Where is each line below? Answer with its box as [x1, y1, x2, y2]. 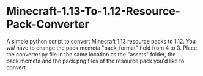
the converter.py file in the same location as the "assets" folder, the [6, 50, 176, 58]
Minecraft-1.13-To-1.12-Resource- [6, 4, 180, 18]
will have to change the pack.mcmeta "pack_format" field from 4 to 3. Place [6, 44, 197, 51]
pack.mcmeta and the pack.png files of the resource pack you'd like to [6, 57, 185, 64]
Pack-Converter [6, 17, 90, 31]
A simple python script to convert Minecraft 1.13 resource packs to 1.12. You [6, 37, 196, 45]
